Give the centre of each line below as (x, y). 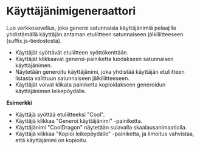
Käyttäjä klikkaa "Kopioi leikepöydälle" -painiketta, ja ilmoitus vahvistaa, (105, 134)
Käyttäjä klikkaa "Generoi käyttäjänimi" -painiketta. (79, 121)
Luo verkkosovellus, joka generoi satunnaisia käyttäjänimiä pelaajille (91, 28)
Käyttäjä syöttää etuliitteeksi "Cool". (60, 114)
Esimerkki (19, 103)
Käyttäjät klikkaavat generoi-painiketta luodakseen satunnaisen (94, 59)
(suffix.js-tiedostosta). (34, 41)
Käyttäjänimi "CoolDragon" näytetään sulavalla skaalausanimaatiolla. (101, 127)
